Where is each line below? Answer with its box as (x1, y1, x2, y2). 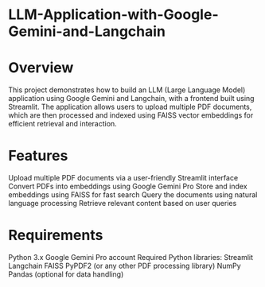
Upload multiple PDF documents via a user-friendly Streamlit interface (8, 173, 239, 183)
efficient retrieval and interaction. (8, 119, 117, 129)
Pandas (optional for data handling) (8, 270, 124, 279)
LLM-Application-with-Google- (8, 6, 219, 24)
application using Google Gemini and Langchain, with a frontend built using (8, 94, 255, 103)
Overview (8, 59, 74, 77)
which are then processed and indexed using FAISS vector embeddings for (8, 111, 254, 120)
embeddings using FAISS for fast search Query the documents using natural (8, 190, 258, 200)
